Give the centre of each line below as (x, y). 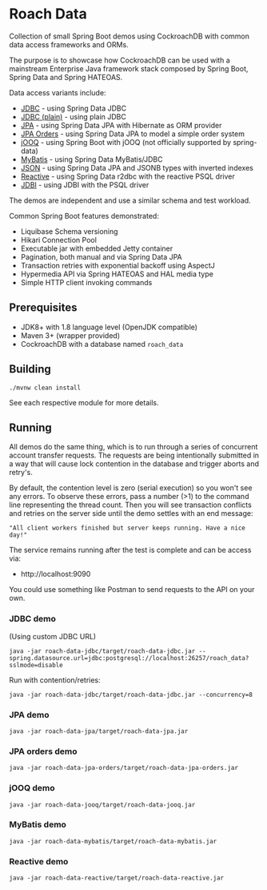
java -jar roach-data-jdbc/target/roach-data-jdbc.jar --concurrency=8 (131, 695)
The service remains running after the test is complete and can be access (130, 550)
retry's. (21, 473)
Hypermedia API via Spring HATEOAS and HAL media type (117, 274)
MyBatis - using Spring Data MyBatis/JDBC (92, 159)
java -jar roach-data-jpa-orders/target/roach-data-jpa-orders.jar (124, 768)
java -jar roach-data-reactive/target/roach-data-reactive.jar (117, 878)
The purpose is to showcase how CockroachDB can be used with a (120, 60)
